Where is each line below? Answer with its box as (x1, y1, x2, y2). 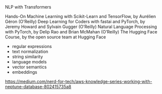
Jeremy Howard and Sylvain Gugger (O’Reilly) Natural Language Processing (5, 24, 157, 30)
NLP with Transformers (5, 4, 51, 10)
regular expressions (12, 44, 52, 49)
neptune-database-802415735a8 (5, 84, 71, 89)
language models (12, 59, 47, 64)
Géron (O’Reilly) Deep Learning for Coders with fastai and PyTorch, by (5, 19, 146, 24)
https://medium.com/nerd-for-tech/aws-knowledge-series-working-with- (5, 78, 152, 84)
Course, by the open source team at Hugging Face (5, 34, 106, 40)
